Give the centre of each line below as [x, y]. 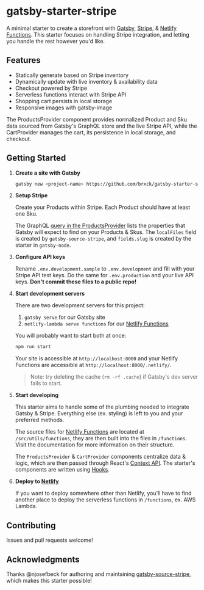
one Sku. [26, 214]
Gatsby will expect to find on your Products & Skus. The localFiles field [106, 232]
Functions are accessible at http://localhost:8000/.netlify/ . [93, 365]
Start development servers [50, 294]
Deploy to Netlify [37, 481]
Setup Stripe [31, 195]
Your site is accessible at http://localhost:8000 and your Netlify [97, 359]
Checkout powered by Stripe [51, 88]
